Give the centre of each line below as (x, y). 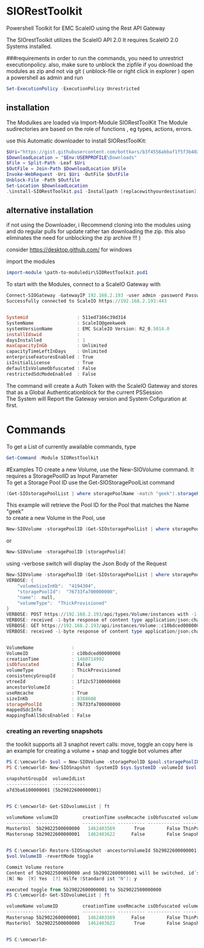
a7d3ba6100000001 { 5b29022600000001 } (54, 790)
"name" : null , (36, 597)
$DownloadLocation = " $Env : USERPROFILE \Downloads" (72, 157)
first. (12, 405)
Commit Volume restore (35, 867)
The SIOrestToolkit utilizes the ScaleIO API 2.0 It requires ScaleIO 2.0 (92, 40)
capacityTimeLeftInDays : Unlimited (57, 351)
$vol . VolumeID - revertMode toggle (50, 857)
